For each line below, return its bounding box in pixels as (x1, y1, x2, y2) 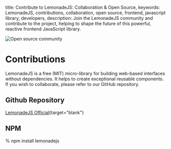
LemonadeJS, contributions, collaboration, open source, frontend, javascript (5, 10, 166, 16)
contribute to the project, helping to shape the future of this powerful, (5, 20, 152, 26)
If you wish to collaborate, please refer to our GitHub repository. (5, 81, 139, 87)
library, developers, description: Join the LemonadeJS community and (5, 15, 153, 21)
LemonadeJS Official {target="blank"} (5, 109, 84, 115)
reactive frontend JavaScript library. (5, 26, 81, 32)
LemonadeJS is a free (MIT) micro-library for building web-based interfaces (5, 70, 165, 76)
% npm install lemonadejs (5, 137, 60, 144)
